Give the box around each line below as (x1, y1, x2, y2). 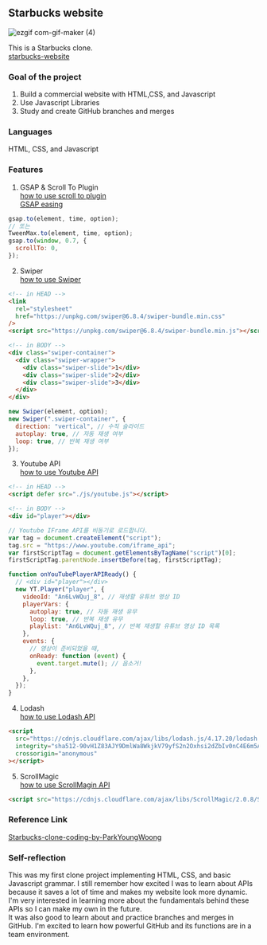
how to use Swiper (19, 274, 81, 284)
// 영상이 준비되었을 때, (29, 645, 101, 653)
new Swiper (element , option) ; (8, 408, 109, 416)
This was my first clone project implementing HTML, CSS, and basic (8, 870, 231, 880)
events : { (22, 637, 56, 645)
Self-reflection (8, 852, 66, 863)
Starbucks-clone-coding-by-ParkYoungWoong (8, 832, 162, 841)
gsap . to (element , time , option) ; (8, 214, 119, 222)
